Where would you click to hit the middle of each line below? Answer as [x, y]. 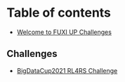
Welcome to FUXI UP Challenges [64, 32]
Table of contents [59, 13]
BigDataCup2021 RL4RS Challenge [67, 70]
